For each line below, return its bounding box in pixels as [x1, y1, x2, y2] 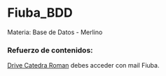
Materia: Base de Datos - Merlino [7, 28, 103, 36]
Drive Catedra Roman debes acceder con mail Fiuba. [7, 61, 160, 70]
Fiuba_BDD [7, 5, 73, 21]
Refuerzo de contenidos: [7, 45, 93, 55]
